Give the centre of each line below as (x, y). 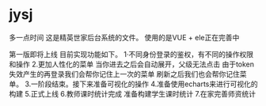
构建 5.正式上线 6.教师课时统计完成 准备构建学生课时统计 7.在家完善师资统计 (133, 93)
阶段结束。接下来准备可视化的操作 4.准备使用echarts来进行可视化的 (148, 84)
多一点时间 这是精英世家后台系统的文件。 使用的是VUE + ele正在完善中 (124, 37)
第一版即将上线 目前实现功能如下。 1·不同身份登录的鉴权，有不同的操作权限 (131, 54)
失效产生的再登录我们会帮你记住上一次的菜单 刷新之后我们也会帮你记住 (124, 74)
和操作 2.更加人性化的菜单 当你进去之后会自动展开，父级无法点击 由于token (132, 64)
